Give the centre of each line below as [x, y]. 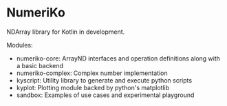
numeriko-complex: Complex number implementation [92, 73]
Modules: [20, 45]
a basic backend [40, 65]
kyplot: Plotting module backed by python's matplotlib [93, 87]
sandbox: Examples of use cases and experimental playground [105, 95]
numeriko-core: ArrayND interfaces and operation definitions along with [118, 58]
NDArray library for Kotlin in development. [66, 32]
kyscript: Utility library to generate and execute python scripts [104, 80]
